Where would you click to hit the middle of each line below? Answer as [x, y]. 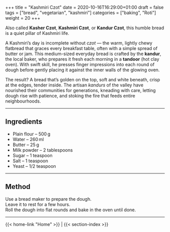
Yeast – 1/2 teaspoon [34, 166]
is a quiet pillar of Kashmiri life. [37, 33]
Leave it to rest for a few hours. [38, 204]
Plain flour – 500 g [31, 134]
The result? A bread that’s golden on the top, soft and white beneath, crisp [83, 80]
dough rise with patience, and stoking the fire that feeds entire [70, 96]
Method [18, 187]
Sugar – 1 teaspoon [32, 155]
